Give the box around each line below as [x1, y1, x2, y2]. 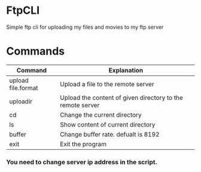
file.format [9, 83, 38, 92]
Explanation [108, 66, 144, 74]
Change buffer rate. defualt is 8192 [59, 130, 160, 138]
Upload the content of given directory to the [59, 93, 184, 102]
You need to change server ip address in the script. [6, 158, 157, 166]
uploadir [9, 97, 33, 105]
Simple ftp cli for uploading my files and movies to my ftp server [6, 23, 164, 31]
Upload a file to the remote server [59, 80, 154, 88]
